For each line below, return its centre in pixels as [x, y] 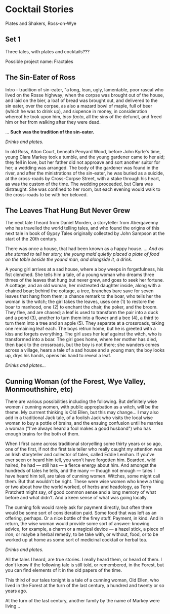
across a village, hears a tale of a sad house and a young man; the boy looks [85, 350]
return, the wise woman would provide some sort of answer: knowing [77, 524]
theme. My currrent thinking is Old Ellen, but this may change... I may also [82, 413]
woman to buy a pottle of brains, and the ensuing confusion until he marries [84, 423]
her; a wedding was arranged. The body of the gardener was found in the [82, 167]
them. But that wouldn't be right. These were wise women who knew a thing [84, 482]
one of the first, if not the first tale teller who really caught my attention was [84, 449]
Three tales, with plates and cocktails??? [48, 51]
